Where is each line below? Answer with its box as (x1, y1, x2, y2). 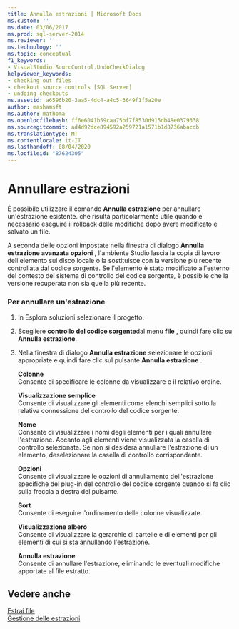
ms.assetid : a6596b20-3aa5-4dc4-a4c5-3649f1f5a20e (7, 97, 161, 104)
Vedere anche (7, 588, 71, 600)
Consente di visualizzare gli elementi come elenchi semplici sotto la (17, 399, 216, 407)
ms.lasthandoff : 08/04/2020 (7, 144, 91, 151)
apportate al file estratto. (17, 567, 91, 575)
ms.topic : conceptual (7, 51, 72, 58)
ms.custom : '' (7, 17, 50, 24)
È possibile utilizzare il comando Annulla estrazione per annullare (7, 204, 201, 213)
